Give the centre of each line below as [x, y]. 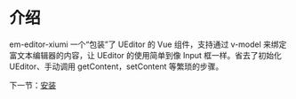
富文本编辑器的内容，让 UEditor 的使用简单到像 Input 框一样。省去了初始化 [146, 55]
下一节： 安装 [32, 85]
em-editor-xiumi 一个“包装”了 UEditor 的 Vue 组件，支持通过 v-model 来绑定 [148, 44]
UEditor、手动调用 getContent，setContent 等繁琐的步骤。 [116, 66]
